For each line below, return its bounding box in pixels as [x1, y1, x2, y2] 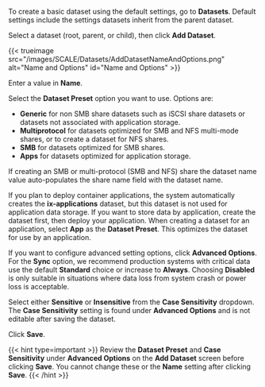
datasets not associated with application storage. [19, 118, 181, 126]
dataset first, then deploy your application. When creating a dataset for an [8, 216, 250, 225]
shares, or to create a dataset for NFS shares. [19, 134, 169, 144]
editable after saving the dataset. [8, 314, 117, 323]
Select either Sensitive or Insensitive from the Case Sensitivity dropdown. [8, 297, 255, 307]
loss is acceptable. [8, 282, 70, 291]
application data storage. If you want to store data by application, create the [8, 207, 256, 217]
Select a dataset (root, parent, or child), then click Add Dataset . [8, 31, 217, 40]
